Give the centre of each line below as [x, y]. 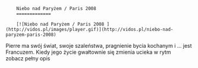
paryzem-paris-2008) [31, 35]
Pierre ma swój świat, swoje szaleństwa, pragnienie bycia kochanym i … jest [99, 46]
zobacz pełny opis [28, 58]
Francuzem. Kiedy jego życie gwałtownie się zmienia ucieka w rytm [88, 52]
